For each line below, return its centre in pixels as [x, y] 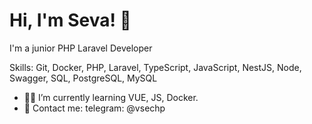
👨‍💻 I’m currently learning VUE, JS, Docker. [111, 97]
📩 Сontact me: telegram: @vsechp [94, 108]
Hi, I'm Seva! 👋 [70, 20]
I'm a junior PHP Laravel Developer [81, 48]
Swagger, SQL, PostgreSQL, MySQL [83, 78]
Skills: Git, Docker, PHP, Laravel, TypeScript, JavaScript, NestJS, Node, [155, 67]
